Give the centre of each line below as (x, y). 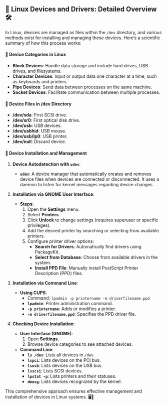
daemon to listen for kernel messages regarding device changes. (87, 185)
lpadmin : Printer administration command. (70, 304)
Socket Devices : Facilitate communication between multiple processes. (86, 92)
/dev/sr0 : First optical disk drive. (46, 120)
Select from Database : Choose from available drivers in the (96, 257)
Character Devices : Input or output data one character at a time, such (84, 76)
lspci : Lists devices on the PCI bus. (64, 360)
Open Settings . (43, 339)
